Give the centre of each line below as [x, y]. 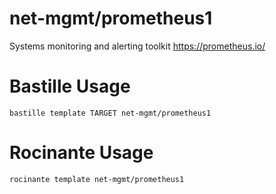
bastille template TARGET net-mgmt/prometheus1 [110, 113]
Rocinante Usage [81, 153]
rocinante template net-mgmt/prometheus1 [97, 179]
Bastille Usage [70, 86]
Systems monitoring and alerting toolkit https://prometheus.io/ [137, 46]
